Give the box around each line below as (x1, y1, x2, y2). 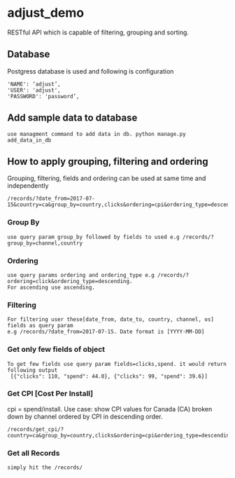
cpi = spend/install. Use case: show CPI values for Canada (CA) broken (7, 404, 213, 413)
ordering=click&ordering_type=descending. (7, 278, 133, 285)
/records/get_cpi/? (7, 425, 64, 432)
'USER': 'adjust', (7, 86, 61, 94)
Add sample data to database (7, 112, 138, 124)
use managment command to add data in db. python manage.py (7, 130, 187, 137)
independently (7, 182, 49, 190)
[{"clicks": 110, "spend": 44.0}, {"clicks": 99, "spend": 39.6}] (10, 373, 208, 380)
